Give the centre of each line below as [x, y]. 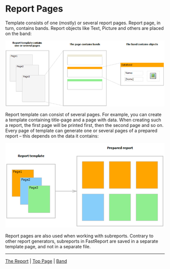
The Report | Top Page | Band [36, 261]
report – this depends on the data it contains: [52, 136]
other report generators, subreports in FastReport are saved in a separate [82, 241]
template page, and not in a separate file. [48, 247]
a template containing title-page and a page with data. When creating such [83, 120]
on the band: [18, 33]
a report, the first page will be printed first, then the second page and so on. [84, 125]
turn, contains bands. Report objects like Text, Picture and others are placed [84, 28]
